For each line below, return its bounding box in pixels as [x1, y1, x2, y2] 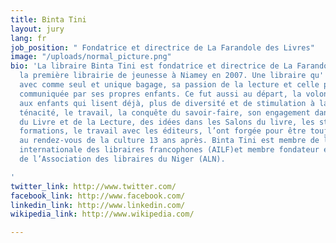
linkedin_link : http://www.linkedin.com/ [10, 200, 186, 210]
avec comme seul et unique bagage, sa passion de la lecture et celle [19, 80, 320, 90]
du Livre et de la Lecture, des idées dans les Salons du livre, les [19, 117, 315, 127]
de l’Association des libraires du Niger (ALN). [19, 154, 226, 164]
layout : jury [10, 24, 65, 34]
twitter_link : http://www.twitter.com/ [10, 181, 177, 191]
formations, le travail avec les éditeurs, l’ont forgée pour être [19, 126, 307, 136]
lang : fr [10, 33, 47, 43]
